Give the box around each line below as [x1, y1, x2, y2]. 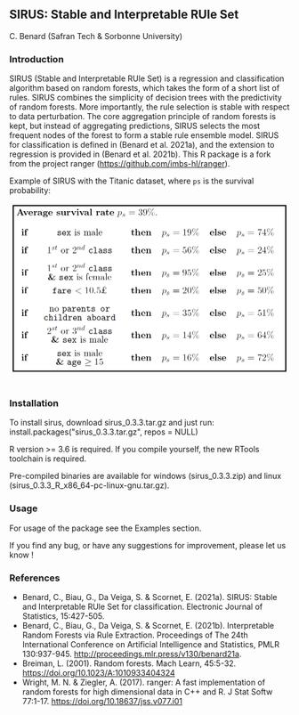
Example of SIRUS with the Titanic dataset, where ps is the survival [9, 175, 255, 186]
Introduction [9, 53, 64, 65]
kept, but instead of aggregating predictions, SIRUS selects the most [9, 120, 261, 132]
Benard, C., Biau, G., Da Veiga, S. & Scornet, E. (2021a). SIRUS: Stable [21, 592, 278, 602]
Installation [9, 397, 60, 410]
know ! [9, 549, 34, 560]
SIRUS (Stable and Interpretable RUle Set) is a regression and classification [9, 73, 285, 84]
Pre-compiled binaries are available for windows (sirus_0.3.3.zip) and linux [9, 471, 282, 482]
